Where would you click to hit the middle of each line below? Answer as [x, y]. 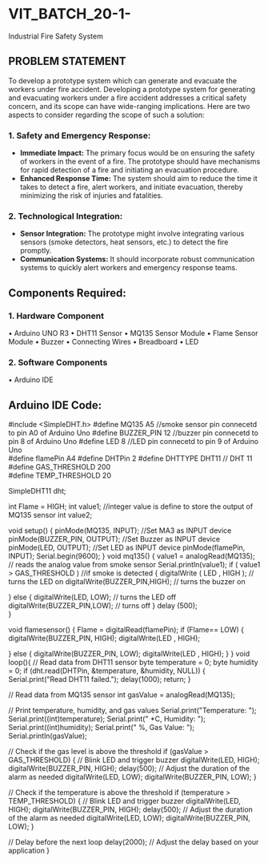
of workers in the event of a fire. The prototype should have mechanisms [140, 162]
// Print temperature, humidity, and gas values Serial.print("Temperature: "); [133, 711]
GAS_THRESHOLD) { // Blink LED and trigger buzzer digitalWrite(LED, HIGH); [134, 760]
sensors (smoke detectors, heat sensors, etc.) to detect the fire [124, 242]
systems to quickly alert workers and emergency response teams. [128, 268]
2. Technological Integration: [66, 216]
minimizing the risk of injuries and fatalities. [91, 196]
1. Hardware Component [56, 316]
